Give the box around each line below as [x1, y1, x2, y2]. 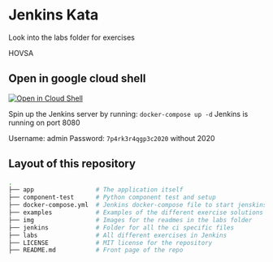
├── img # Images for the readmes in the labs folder [8, 216, 253, 224]
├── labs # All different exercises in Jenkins [8, 231, 227, 239]
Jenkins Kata [8, 6, 99, 24]
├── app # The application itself [8, 186, 184, 194]
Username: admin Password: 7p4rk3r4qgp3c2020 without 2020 [8, 133, 215, 143]
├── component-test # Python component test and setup [8, 193, 217, 202]
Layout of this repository [8, 157, 136, 171]
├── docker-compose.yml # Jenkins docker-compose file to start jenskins [8, 201, 267, 209]
